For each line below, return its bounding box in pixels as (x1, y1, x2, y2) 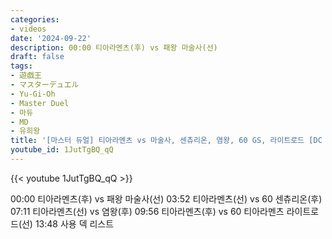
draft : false (10, 52, 65, 62)
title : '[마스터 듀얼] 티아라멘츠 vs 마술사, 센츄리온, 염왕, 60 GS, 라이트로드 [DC (10, 136, 323, 146)
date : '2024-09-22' (10, 33, 92, 43)
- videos (10, 24, 47, 34)
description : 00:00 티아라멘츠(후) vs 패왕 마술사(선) (10, 42, 218, 53)
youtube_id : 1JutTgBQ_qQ (10, 145, 114, 155)
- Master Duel (10, 98, 70, 108)
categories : (10, 14, 60, 25)
